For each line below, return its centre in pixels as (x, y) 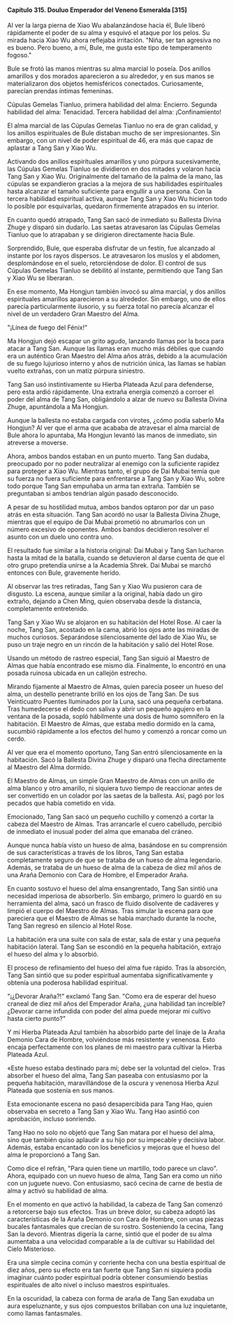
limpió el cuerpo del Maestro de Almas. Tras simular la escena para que (110, 911)
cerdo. (17, 739)
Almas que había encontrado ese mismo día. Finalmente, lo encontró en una (117, 666)
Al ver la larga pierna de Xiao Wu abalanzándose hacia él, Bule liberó (106, 25)
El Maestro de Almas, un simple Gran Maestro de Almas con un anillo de (111, 781)
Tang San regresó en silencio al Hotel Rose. (70, 926)
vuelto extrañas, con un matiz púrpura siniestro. (76, 371)
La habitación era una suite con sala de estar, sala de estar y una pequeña (114, 940)
